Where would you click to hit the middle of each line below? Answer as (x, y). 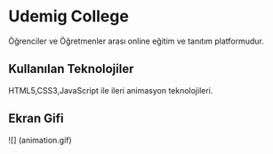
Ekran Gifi (36, 119)
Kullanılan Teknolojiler (71, 69)
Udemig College (69, 16)
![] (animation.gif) (40, 140)
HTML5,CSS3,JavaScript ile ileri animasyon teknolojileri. (111, 90)
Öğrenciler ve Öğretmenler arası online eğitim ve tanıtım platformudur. (136, 41)
